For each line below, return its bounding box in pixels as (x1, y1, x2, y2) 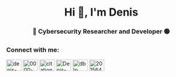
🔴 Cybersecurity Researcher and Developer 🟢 (32, 27, 171, 35)
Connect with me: (6, 46, 60, 54)
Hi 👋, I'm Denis (64, 5, 139, 19)
